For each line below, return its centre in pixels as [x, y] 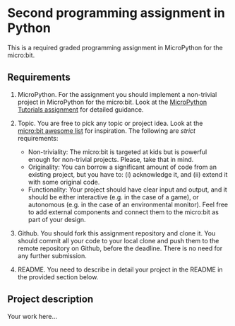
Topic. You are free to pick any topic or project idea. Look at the [110, 123]
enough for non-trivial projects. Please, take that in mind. [111, 159]
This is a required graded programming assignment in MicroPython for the [115, 47]
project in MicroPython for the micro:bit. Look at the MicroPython [112, 102]
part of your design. [57, 219]
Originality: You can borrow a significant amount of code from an [122, 167]
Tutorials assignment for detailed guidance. [80, 109]
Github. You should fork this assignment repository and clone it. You [116, 233]
